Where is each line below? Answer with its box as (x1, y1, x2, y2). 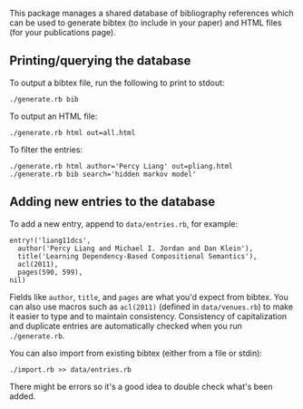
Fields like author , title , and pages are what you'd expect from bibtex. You (9, 291, 288, 302)
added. (9, 390, 36, 402)
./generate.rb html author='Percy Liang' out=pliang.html (9, 161, 233, 170)
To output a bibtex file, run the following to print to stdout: (9, 77, 225, 88)
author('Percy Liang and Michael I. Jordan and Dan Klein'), (17, 244, 254, 253)
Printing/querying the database (9, 54, 191, 69)
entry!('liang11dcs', (9, 236, 92, 245)
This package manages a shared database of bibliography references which (9, 8, 295, 18)
